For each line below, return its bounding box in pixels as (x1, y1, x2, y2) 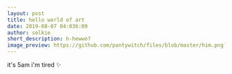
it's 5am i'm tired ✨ (7, 61, 61, 69)
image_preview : (7, 42, 51, 49)
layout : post (7, 10, 45, 17)
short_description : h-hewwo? (7, 36, 91, 42)
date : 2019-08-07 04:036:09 (7, 23, 88, 29)
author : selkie (7, 29, 51, 36)
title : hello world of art (7, 16, 85, 23)
